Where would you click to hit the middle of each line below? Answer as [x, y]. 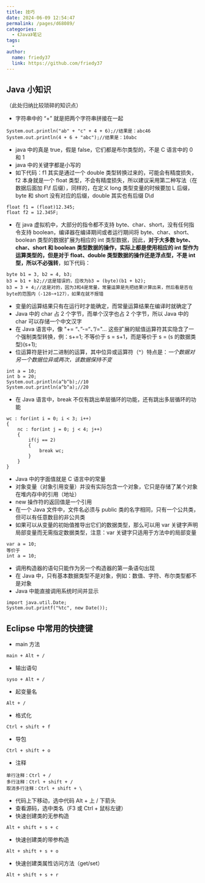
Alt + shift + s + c [33, 828]
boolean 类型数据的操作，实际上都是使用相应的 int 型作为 [126, 248]
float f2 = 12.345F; [33, 213]
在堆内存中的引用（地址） [47, 494]
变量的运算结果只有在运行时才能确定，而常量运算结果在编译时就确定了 [104, 306]
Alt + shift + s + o [33, 851]
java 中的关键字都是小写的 [48, 165]
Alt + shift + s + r [33, 875]
